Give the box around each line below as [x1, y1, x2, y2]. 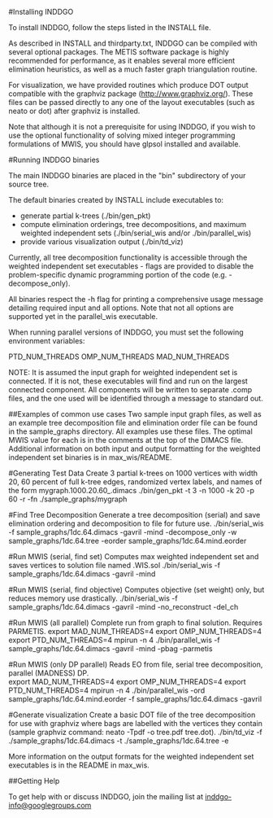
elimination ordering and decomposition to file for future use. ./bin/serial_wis [8, 518, 264, 528]
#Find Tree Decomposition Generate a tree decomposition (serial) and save [8, 510, 261, 519]
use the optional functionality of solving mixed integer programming [8, 130, 236, 140]
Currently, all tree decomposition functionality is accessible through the [8, 252, 248, 262]
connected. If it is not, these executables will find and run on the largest [8, 376, 248, 386]
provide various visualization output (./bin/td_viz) [19, 237, 184, 247]
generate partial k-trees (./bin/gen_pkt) [19, 211, 151, 221]
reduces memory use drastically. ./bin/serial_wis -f [8, 593, 178, 603]
